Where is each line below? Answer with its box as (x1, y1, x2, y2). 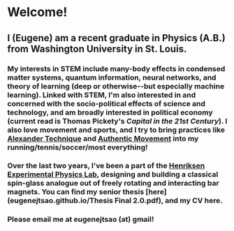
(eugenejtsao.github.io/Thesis (7, 196, 113, 206)
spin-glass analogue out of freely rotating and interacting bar (7, 179, 219, 188)
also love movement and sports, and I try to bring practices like (7, 125, 226, 135)
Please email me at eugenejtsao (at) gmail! (7, 214, 154, 224)
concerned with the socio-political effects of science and (7, 98, 206, 108)
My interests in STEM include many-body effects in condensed (7, 64, 226, 73)
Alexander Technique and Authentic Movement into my (7, 133, 199, 143)
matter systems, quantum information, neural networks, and (7, 73, 217, 82)
